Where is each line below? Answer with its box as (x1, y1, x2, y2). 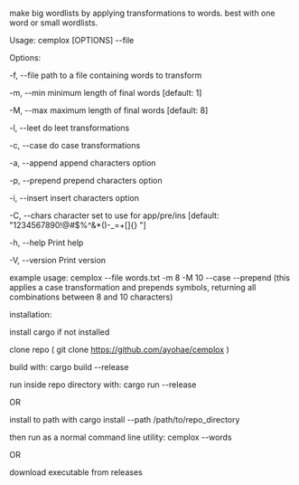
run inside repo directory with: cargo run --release (9, 379, 197, 390)
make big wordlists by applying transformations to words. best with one (9, 8, 276, 18)
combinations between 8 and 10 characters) (9, 291, 173, 302)
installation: (9, 309, 52, 319)
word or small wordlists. (9, 17, 98, 28)
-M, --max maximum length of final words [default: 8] (9, 105, 209, 116)
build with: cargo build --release (9, 362, 129, 372)
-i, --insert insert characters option (9, 193, 140, 203)
